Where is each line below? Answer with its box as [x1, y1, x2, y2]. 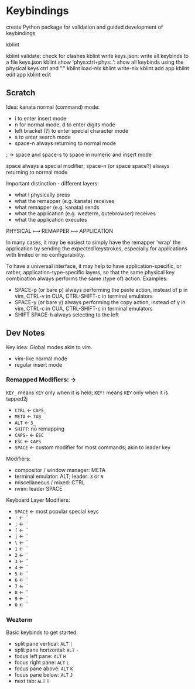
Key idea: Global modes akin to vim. [6, 343, 93, 350]
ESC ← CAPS [14, 437, 42, 445]
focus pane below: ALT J [14, 671, 73, 678]
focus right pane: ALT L [14, 659, 70, 666]
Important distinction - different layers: [6, 180, 100, 187]
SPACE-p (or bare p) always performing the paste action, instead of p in [14, 286, 188, 293]
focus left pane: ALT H [14, 653, 66, 660]
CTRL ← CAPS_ [14, 406, 47, 414]
